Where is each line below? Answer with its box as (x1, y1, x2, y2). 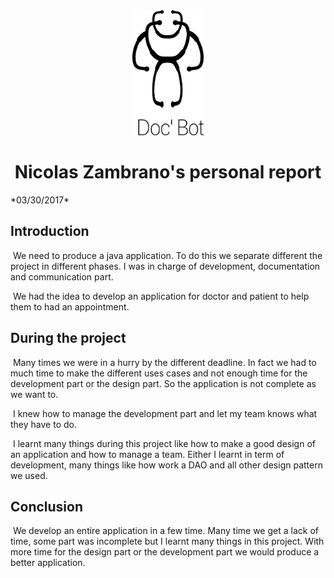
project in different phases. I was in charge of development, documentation (10, 260, 321, 272)
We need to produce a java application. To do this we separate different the (12, 249, 323, 261)
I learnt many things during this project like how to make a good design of (12, 437, 316, 449)
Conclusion (10, 498, 84, 515)
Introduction (10, 223, 90, 240)
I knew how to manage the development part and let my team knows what (12, 407, 318, 419)
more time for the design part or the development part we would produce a (10, 546, 320, 558)
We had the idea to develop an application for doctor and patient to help (12, 290, 310, 302)
